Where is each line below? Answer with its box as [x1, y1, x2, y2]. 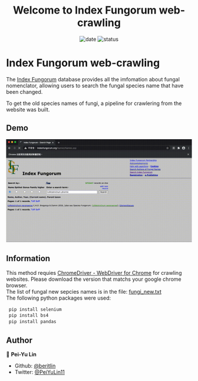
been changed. [6, 88, 43, 95]
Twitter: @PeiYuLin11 [14, 369, 65, 375]
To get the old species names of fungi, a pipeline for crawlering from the [6, 100, 182, 107]
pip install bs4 [8, 313, 49, 318]
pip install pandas [8, 319, 57, 325]
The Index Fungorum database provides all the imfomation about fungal [6, 75, 180, 83]
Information [6, 254, 51, 264]
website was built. [6, 106, 50, 113]
